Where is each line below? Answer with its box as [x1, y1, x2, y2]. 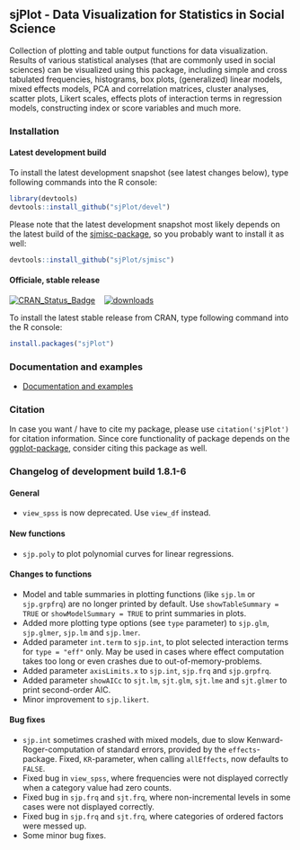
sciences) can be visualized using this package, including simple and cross [9, 64, 287, 75]
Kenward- [246, 734, 284, 745]
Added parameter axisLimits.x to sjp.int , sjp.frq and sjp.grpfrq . [22, 665, 272, 676]
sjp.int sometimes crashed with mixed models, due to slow [22, 734, 245, 745]
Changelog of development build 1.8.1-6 [9, 465, 187, 478]
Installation [9, 125, 60, 138]
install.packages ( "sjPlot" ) [9, 339, 115, 348]
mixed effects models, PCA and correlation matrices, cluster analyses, [9, 83, 269, 94]
